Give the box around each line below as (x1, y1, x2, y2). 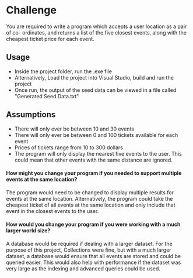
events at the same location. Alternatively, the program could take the (6, 195, 173, 202)
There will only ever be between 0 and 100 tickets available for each (14, 131, 178, 138)
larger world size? (6, 227, 51, 234)
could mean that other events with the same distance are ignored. (14, 156, 173, 163)
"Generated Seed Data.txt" (14, 92, 79, 99)
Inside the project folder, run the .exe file (14, 68, 113, 75)
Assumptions (6, 109, 56, 120)
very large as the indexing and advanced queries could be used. (6, 265, 160, 272)
